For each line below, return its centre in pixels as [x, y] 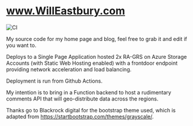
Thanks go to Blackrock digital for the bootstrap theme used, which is [91, 110]
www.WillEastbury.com [66, 11]
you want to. [21, 45]
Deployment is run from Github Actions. [54, 81]
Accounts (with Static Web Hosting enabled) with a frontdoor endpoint [92, 63]
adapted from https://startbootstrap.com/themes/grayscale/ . [80, 116]
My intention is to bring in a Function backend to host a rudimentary [89, 92]
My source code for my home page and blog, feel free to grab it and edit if [97, 39]
